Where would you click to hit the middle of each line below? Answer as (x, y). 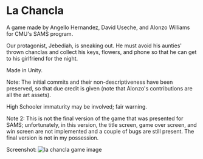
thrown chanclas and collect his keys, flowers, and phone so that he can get (101, 52)
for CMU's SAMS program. (40, 33)
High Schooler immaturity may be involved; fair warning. (77, 106)
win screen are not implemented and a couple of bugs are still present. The (100, 131)
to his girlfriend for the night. (42, 58)
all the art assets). (29, 95)
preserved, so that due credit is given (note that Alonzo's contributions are (99, 88)
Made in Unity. (24, 70)
